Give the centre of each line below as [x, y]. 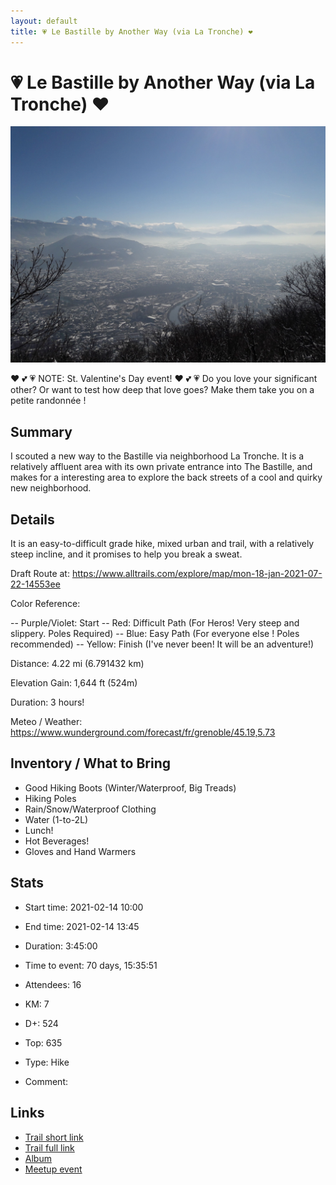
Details [32, 519]
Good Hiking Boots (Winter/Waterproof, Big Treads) [130, 787]
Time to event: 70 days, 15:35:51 [91, 965]
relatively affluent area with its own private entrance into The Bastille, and [161, 467]
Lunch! [39, 830]
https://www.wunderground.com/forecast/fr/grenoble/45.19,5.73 [143, 732]
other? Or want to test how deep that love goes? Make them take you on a [162, 390]
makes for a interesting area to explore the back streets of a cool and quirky [166, 477]
